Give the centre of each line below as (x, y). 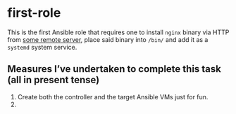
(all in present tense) (54, 80)
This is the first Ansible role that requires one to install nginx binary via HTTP (118, 32)
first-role (34, 13)
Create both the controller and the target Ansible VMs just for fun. (113, 97)
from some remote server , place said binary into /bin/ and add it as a (108, 39)
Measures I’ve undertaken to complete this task (114, 69)
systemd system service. (42, 47)
